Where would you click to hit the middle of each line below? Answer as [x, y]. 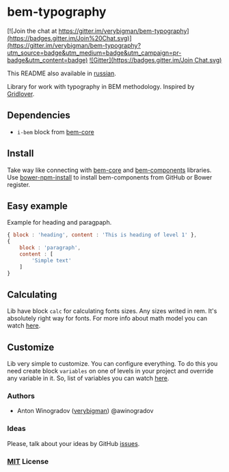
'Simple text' [52, 260]
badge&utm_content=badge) [48, 60]
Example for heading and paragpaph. [59, 223]
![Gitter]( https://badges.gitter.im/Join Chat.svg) [156, 60]
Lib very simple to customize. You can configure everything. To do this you [112, 364]
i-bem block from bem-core [55, 132]
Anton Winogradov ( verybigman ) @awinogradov [85, 411]
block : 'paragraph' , [50, 248]
